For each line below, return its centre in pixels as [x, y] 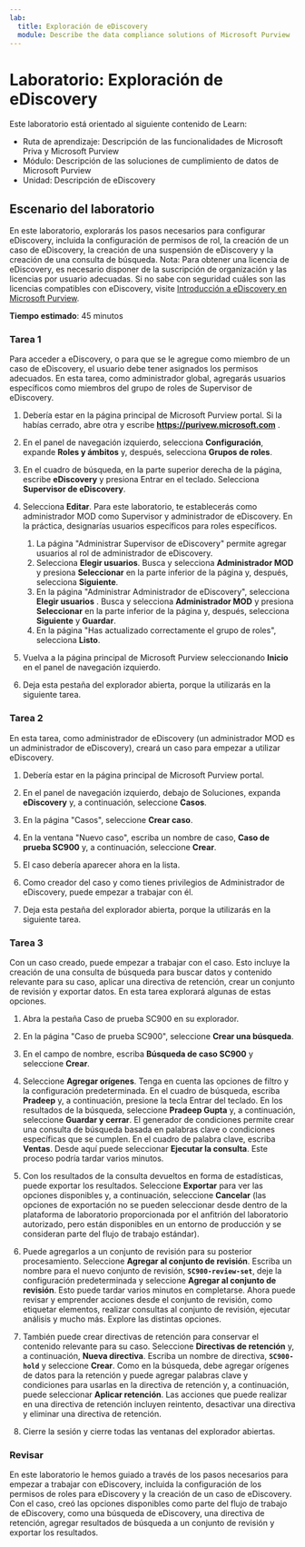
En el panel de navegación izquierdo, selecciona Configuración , [143, 442]
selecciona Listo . [68, 640]
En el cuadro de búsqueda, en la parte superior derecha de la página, [152, 470]
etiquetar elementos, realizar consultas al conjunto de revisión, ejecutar [156, 1310]
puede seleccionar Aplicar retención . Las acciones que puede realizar [155, 1394]
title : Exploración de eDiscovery [83, 26]
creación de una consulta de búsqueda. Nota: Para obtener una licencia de [149, 260]
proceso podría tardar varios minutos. [93, 1158]
